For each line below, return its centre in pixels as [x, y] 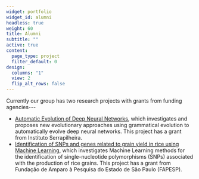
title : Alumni [24, 34]
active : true [22, 45]
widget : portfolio [29, 12]
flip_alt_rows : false [38, 84]
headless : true [25, 23]
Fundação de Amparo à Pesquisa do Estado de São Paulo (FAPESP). [99, 169]
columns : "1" [28, 73]
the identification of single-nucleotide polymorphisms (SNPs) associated [104, 157]
